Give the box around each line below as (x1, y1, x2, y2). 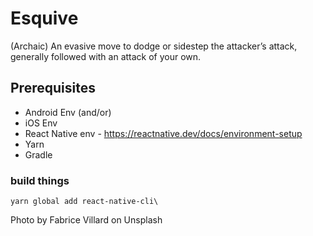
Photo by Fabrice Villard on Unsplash (10, 214, 163, 226)
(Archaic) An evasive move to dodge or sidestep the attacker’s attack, (10, 40, 298, 52)
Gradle (24, 148, 53, 161)
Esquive (10, 7, 79, 30)
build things (10, 173, 70, 187)
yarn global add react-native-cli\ (10, 197, 159, 207)
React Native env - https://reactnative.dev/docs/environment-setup (24, 127, 303, 139)
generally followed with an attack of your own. (10, 50, 202, 62)
